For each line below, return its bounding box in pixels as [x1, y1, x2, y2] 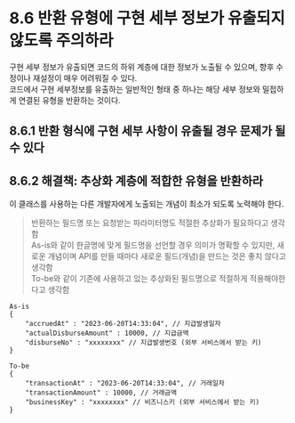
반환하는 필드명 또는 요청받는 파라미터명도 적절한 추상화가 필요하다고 [30, 217, 269, 228]
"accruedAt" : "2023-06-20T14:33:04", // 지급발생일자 [25, 320, 221, 329]
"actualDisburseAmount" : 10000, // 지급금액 [25, 329, 189, 338]
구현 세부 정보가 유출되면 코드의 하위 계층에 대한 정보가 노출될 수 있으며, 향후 [9, 61, 275, 72]
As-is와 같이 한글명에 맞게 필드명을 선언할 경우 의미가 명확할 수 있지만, [30, 240, 275, 250]
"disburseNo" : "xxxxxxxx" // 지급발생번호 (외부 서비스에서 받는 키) [25, 338, 262, 347]
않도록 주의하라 [9, 30, 114, 51]
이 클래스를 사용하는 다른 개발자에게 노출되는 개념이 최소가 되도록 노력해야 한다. [9, 199, 284, 209]
